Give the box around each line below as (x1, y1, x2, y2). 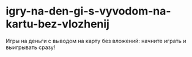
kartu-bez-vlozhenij (6, 17, 109, 31)
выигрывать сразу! (6, 44, 56, 51)
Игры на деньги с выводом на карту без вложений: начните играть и (6, 37, 186, 44)
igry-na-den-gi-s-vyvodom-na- (6, 4, 172, 18)
